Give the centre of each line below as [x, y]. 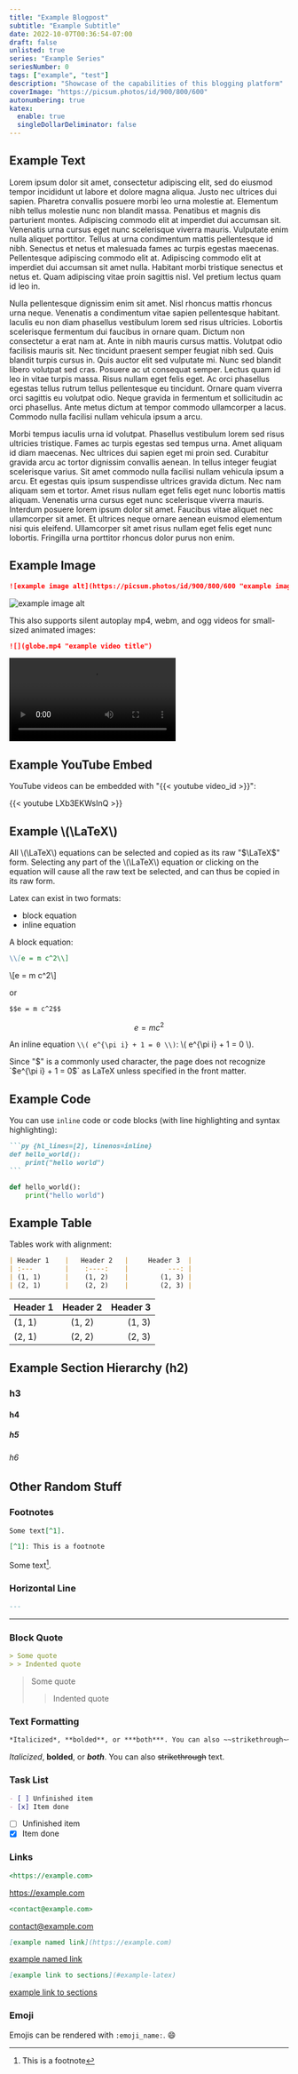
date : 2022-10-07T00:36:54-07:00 [71, 34]
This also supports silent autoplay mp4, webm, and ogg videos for [130, 620]
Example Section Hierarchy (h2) [99, 1368]
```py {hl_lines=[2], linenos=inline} [81, 1146]
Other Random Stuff [66, 1487]
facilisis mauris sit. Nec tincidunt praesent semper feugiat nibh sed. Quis [141, 350]
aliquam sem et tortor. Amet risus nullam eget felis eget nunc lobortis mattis [147, 491]
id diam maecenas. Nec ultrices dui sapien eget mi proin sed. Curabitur [139, 452]
